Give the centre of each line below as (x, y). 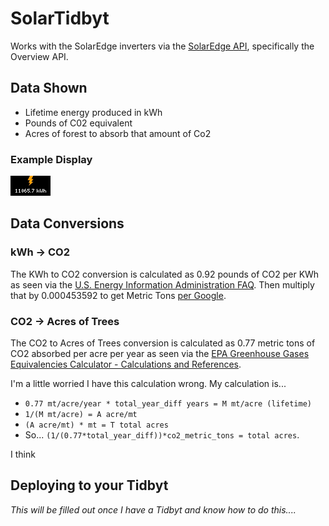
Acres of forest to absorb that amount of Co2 (118, 133)
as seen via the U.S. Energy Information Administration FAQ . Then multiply (162, 284)
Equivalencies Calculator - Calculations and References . (126, 364)
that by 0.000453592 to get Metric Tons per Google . (118, 295)
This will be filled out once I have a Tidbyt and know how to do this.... (153, 509)
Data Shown (49, 88)
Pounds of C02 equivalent (78, 123)
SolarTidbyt (60, 18)
